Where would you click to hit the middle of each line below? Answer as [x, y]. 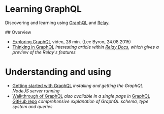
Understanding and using [58, 72]
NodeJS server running [36, 91]
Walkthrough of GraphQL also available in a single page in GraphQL [81, 96]
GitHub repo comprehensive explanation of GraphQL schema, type [80, 101]
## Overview [18, 32]
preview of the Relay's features [44, 52]
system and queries [32, 106]
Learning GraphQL [44, 9]
